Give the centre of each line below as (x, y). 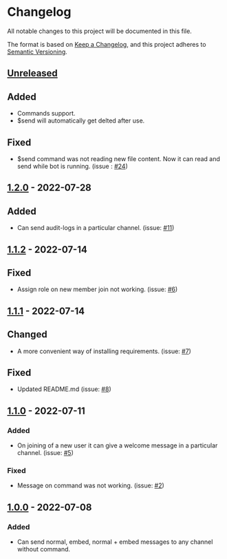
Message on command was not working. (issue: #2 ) (91, 485)
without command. (44, 549)
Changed (27, 335)
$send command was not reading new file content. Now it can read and (118, 158)
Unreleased (33, 73)
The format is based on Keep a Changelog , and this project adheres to (107, 44)
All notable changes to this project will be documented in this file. (100, 31)
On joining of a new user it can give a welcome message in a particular (117, 445)
